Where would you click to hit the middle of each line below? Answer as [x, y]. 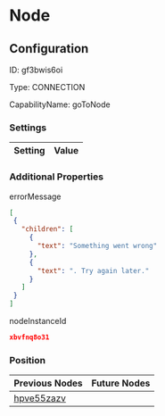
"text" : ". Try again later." [93, 270]
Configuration [49, 49]
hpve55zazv [40, 398]
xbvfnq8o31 [29, 337]
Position [28, 360]
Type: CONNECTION [47, 87]
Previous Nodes [48, 383]
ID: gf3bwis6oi [36, 70]
